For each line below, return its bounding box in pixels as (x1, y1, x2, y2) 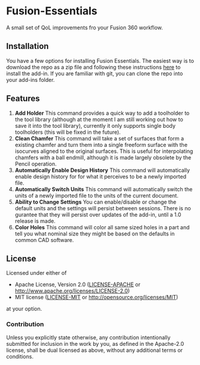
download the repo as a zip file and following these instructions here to (6, 63, 181, 70)
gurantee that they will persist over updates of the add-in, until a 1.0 (14, 211, 181, 218)
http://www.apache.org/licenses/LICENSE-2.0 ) (14, 287, 130, 295)
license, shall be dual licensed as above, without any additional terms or (6, 346, 183, 354)
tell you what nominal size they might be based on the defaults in (14, 230, 175, 237)
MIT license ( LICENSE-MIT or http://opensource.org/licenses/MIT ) (14, 294, 179, 301)
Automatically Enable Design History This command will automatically (14, 166, 190, 174)
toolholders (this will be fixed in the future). (14, 128, 121, 136)
